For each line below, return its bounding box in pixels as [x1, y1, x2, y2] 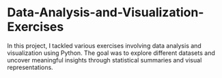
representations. [7, 63, 53, 71]
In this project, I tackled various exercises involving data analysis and [7, 41, 202, 50]
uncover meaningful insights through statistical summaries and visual [7, 56, 202, 64]
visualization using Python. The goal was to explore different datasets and [7, 49, 215, 57]
